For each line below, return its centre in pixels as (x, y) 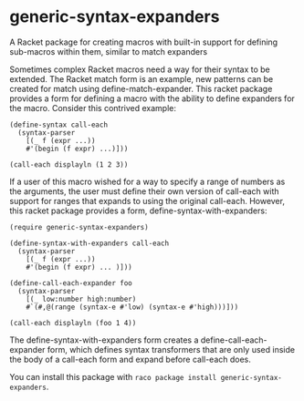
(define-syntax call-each (58, 125)
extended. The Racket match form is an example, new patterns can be (142, 78)
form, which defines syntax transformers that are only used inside (171, 349)
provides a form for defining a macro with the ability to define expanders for (152, 98)
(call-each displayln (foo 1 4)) (73, 323)
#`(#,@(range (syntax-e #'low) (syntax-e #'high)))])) (132, 307)
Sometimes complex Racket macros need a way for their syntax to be (140, 69)
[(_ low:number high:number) (81, 299)
